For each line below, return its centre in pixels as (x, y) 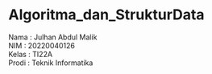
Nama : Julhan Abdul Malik (53, 37)
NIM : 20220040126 (42, 45)
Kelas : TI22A (31, 54)
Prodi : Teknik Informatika (51, 63)
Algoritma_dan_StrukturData (106, 15)
